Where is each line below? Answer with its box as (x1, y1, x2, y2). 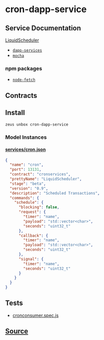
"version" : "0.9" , (10, 186, 49, 191)
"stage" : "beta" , (10, 181, 46, 186)
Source (5, 327, 29, 335)
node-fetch (12, 78, 36, 83)
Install (5, 108, 25, 117)
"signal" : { (18, 256, 44, 261)
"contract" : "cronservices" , (10, 172, 71, 177)
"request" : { (18, 209, 46, 215)
